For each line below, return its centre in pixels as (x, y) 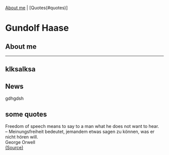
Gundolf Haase (37, 28)
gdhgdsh (15, 98)
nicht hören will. (22, 137)
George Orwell (20, 142)
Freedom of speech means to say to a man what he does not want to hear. (82, 126)
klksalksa (20, 69)
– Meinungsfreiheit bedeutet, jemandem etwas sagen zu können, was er (80, 132)
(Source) (14, 147)
